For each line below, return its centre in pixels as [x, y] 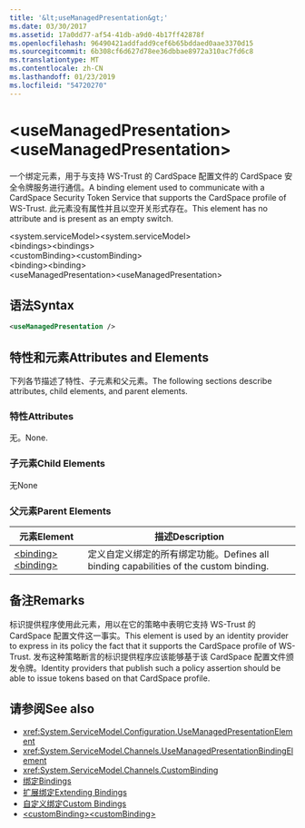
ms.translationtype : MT [54, 60]
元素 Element [47, 537]
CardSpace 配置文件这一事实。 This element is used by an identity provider [149, 636]
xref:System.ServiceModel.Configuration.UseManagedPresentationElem [157, 731]
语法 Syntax [42, 305]
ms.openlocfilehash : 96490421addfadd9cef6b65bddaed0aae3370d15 [132, 43]
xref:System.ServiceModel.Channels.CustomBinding [120, 770]
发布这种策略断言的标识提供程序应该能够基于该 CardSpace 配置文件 [160, 656]
